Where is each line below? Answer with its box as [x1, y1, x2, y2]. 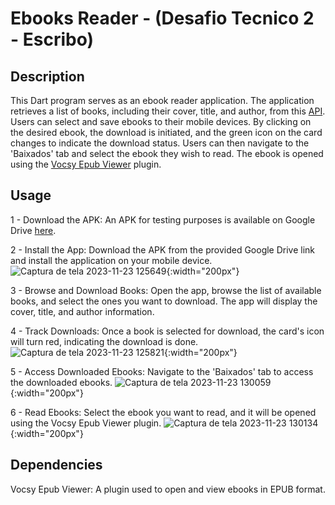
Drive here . [10, 224, 57, 236]
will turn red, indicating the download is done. [10, 335, 199, 347]
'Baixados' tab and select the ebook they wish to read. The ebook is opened [10, 148, 324, 159]
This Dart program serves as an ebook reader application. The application [10, 95, 315, 106]
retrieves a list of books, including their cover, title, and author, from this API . [10, 105, 326, 117]
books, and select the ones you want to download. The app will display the [10, 295, 318, 307]
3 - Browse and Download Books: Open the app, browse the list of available [10, 284, 322, 296]
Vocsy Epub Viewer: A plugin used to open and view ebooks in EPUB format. [10, 483, 326, 495]
